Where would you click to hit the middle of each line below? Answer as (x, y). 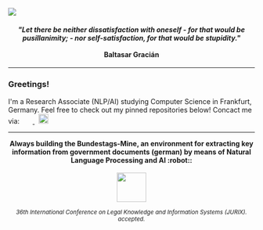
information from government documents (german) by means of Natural (131, 152)
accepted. (131, 219)
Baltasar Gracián (131, 54)
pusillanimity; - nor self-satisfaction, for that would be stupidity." (131, 38)
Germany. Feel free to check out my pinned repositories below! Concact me (130, 110)
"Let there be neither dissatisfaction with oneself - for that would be (131, 29)
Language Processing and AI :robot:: (131, 160)
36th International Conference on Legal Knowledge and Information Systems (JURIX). (131, 212)
